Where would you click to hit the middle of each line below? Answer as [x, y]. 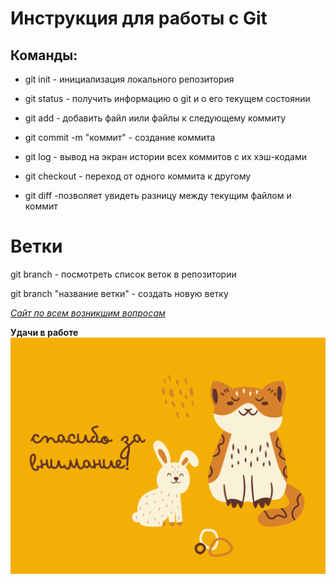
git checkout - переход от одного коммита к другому [138, 176]
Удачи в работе [44, 332]
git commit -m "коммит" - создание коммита [120, 137]
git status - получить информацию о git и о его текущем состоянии [167, 98]
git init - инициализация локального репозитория [129, 79]
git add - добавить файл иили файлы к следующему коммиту [155, 118]
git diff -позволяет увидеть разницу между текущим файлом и [158, 195]
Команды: [44, 55]
